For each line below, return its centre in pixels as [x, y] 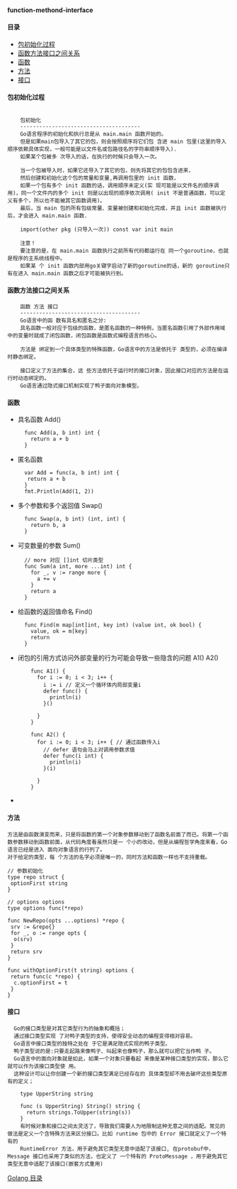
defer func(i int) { [74, 756]
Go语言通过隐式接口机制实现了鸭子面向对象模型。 [81, 386]
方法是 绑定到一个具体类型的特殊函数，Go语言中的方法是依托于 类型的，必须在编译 [124, 349]
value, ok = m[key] [59, 631]
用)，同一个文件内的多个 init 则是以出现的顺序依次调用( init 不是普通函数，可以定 [116, 193]
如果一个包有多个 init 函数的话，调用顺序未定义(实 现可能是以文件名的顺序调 [120, 185]
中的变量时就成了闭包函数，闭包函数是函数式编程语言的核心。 [84, 336]
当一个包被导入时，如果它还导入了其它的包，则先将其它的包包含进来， [107, 170]
